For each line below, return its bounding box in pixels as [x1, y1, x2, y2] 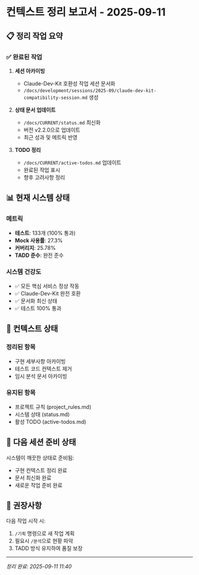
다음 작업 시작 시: [6, 517, 46, 525]
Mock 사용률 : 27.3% [14, 237, 63, 244]
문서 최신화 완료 [14, 474, 52, 481]
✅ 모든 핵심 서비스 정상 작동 [14, 282, 80, 290]
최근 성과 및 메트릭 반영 [23, 134, 78, 141]
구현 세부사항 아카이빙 [14, 357, 66, 365]
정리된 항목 [6, 343, 36, 351]
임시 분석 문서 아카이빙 [14, 372, 68, 380]
